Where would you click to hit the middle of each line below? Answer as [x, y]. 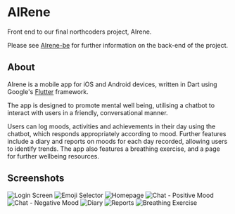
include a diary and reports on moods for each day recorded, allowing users [118, 141]
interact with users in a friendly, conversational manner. [88, 112]
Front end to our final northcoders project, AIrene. [80, 32]
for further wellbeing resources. [53, 156]
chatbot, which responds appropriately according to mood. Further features [117, 133]
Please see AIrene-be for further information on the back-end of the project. [118, 45]
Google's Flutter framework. [48, 91]
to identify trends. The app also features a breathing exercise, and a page [114, 149]
